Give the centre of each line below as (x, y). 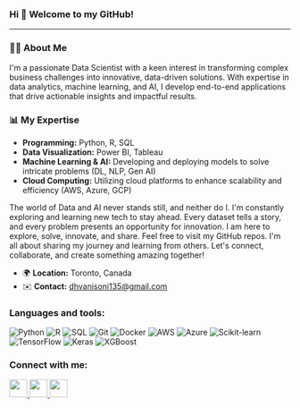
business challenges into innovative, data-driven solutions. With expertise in (150, 77)
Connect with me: (49, 365)
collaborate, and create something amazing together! (107, 255)
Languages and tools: (57, 312)
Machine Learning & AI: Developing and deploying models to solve (146, 161)
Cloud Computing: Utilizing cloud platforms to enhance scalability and (152, 180)
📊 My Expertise (45, 120)
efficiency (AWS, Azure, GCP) (77, 190)
